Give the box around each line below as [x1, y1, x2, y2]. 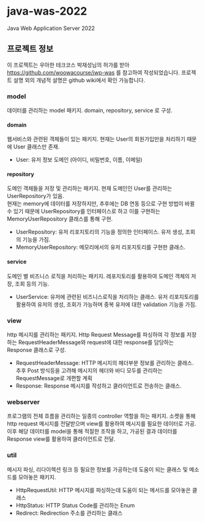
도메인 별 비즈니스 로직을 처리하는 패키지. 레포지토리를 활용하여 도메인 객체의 [7, 272, 190, 279]
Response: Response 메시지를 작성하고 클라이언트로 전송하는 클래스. [15, 382, 182, 389]
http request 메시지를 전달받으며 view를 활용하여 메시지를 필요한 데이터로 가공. [7, 420, 196, 427]
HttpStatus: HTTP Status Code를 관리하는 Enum [15, 501, 135, 509]
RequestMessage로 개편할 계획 [15, 374, 93, 381]
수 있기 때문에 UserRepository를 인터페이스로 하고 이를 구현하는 [7, 208, 161, 215]
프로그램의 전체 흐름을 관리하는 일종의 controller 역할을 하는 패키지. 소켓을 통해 [7, 413, 196, 420]
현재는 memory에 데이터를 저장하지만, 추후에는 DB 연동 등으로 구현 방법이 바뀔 [7, 200, 195, 207]
